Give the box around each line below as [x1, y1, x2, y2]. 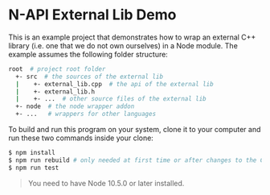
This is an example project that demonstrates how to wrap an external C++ [8, 32, 256, 42]
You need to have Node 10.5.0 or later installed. [27, 178, 185, 188]
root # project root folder [8, 64, 106, 73]
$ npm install [8, 149, 56, 157]
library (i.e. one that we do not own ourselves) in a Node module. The [8, 40, 239, 50]
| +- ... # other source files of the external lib [15, 95, 207, 103]
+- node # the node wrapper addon [15, 102, 135, 110]
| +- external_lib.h [15, 87, 95, 96]
